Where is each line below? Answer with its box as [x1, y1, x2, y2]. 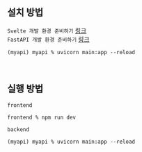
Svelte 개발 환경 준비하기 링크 [7, 26, 87, 35]
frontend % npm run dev [7, 114, 77, 121]
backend [7, 126, 30, 133]
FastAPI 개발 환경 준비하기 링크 [7, 35, 90, 43]
